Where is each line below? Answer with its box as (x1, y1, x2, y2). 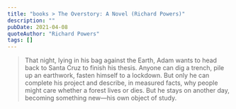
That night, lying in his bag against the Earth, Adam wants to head (24, 56, 218, 64)
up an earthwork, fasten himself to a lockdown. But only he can (24, 71, 210, 80)
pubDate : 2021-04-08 (7, 23, 69, 30)
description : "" (7, 17, 55, 24)
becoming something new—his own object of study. (24, 93, 177, 103)
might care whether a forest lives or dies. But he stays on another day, (24, 86, 230, 95)
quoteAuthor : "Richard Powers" (7, 30, 100, 38)
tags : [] (7, 37, 33, 44)
